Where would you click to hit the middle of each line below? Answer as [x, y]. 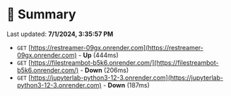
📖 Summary [41, 14]
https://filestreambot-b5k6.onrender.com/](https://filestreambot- [125, 62]
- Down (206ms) [105, 70]
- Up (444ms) [98, 55]
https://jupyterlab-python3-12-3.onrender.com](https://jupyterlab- [127, 78]
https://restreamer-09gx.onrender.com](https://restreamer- [117, 47]
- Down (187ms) [126, 85]
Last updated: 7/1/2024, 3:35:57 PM [60, 34]
